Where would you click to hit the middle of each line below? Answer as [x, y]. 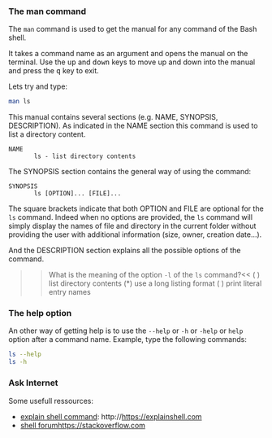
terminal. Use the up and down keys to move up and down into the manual [132, 62]
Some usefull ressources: [51, 401]
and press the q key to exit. [54, 71]
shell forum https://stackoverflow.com [83, 425]
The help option [40, 313]
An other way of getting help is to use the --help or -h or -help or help [126, 331]
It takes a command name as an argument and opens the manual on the [128, 54]
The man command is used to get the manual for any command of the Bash [133, 29]
